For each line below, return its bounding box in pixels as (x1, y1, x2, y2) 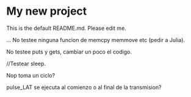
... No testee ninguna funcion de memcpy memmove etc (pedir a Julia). (6, 36, 185, 43)
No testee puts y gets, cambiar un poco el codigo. (6, 48, 132, 56)
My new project (6, 4, 87, 18)
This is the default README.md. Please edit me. (6, 24, 126, 32)
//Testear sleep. (6, 60, 46, 67)
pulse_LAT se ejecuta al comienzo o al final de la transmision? (6, 84, 162, 91)
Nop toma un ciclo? (6, 71, 56, 79)
